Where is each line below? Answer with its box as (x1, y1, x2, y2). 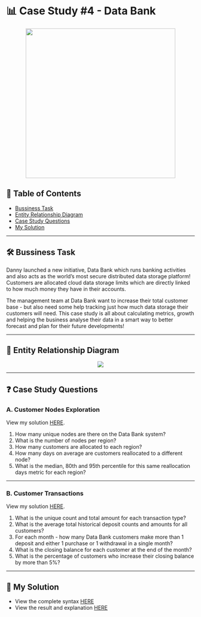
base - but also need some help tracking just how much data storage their (6, 303, 188, 311)
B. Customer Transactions (6, 489, 84, 497)
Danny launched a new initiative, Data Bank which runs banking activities (6, 266, 186, 273)
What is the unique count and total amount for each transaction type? (14, 515, 187, 522)
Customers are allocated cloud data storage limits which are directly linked (6, 279, 190, 286)
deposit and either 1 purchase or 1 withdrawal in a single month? (14, 540, 173, 547)
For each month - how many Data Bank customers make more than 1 (14, 533, 184, 541)
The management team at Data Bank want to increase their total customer (6, 297, 188, 304)
